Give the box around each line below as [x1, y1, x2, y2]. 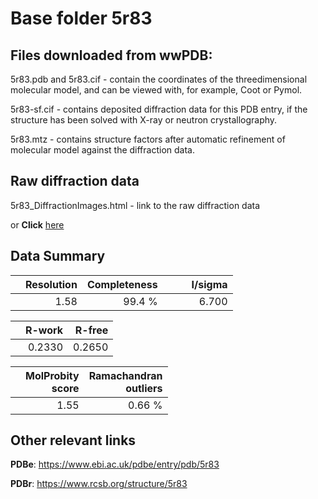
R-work [25, 323, 64, 337]
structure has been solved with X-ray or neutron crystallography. [10, 114, 278, 126]
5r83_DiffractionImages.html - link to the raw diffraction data [10, 199, 261, 211]
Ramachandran [88, 368, 163, 382]
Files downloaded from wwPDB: [10, 47, 213, 64]
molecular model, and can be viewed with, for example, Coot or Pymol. [10, 84, 303, 96]
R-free [74, 323, 109, 337]
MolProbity [25, 368, 80, 382]
